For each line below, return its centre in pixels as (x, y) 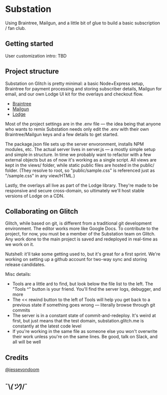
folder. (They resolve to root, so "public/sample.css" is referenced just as (80, 170)
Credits (17, 357)
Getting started (29, 44)
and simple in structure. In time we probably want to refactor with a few (78, 155)
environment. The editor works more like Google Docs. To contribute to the (82, 229)
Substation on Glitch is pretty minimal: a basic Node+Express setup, (75, 83)
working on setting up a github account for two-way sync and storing (76, 259)
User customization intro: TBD (36, 56)
